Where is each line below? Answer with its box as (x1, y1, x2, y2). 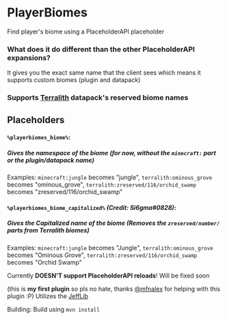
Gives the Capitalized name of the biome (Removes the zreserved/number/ (7, 219, 220, 227)
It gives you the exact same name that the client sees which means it (7, 68, 201, 77)
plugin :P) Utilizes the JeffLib (7, 292, 89, 300)
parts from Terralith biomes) (7, 226, 90, 235)
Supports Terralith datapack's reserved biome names (7, 93, 189, 103)
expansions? (7, 53, 51, 62)
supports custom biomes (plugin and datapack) (7, 76, 141, 84)
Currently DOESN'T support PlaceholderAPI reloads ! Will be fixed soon (7, 271, 210, 280)
